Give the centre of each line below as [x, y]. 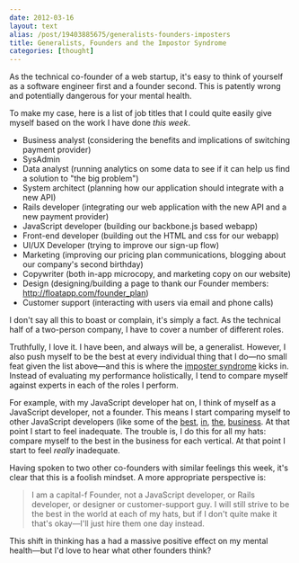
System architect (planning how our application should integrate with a [153, 188]
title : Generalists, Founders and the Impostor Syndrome [118, 43]
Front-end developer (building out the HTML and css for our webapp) [151, 236]
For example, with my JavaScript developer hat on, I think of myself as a [143, 403]
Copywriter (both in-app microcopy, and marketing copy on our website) [157, 274]
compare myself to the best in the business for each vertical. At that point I [147, 441]
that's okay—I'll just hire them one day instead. [118, 523]
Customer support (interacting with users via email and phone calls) [148, 303]
